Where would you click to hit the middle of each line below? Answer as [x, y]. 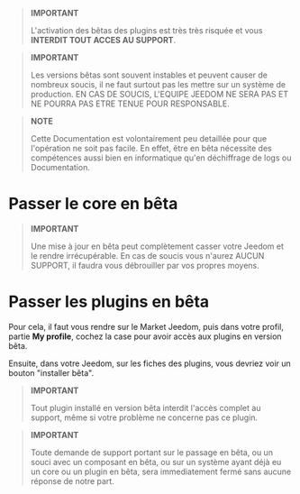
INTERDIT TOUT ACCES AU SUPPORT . [103, 40]
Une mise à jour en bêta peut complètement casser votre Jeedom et [157, 246]
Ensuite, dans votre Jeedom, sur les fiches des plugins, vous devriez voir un [150, 363]
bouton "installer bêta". [51, 372]
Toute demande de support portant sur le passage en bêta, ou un [152, 452]
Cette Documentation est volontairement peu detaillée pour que [149, 138]
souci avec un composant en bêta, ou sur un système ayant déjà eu [156, 462]
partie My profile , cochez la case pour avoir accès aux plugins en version [145, 336]
